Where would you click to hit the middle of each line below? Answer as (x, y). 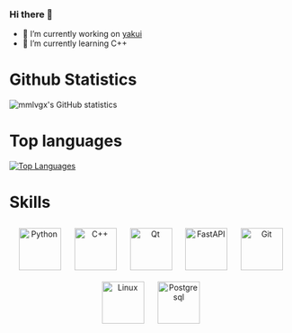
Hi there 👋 (31, 14)
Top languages (66, 141)
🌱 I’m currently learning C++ (75, 43)
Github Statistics (73, 80)
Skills (30, 202)
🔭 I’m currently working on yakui (82, 34)
